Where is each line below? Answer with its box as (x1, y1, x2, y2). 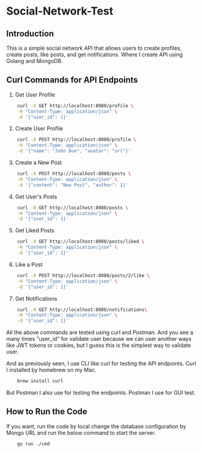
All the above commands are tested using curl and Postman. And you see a (6, 329, 194, 336)
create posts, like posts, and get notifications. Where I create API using (6, 51, 183, 58)
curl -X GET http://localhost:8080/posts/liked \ (17, 238, 145, 245)
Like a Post (15, 261, 43, 268)
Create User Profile (15, 125, 64, 132)
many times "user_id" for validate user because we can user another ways (6, 335, 192, 343)
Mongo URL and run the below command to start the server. (6, 429, 156, 436)
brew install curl (17, 378, 64, 384)
